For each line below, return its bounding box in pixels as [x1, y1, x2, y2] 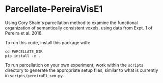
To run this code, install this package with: [5, 39, 91, 45]
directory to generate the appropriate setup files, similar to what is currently [5, 67, 159, 73]
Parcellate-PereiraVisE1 [5, 3, 103, 15]
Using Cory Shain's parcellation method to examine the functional [5, 20, 138, 26]
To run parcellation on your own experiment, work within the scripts [5, 62, 144, 68]
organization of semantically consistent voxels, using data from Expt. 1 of [5, 25, 153, 30]
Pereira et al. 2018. [5, 30, 43, 36]
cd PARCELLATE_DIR [5, 49, 43, 54]
